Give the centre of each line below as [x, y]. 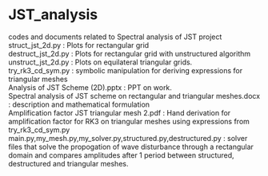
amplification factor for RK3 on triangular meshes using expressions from [129, 121]
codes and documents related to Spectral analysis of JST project [115, 37]
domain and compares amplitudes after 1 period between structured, [121, 155]
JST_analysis [53, 15]
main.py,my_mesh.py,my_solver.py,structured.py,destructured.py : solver [128, 138]
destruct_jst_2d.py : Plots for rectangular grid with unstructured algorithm [130, 53]
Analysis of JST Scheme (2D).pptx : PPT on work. [90, 87]
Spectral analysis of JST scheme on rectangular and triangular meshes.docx [134, 96]
